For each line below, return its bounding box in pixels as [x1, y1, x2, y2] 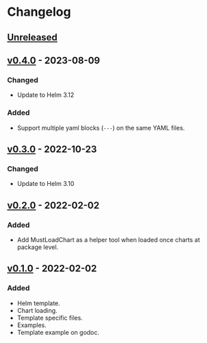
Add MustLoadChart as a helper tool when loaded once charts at [16, 235, 200, 244]
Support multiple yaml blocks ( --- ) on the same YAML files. [16, 123, 185, 132]
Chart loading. [16, 306, 58, 314]
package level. [16, 243, 59, 251]
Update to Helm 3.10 [16, 180, 75, 188]
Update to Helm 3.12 [16, 91, 75, 99]
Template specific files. [16, 314, 84, 322]
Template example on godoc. [16, 328, 99, 336]
